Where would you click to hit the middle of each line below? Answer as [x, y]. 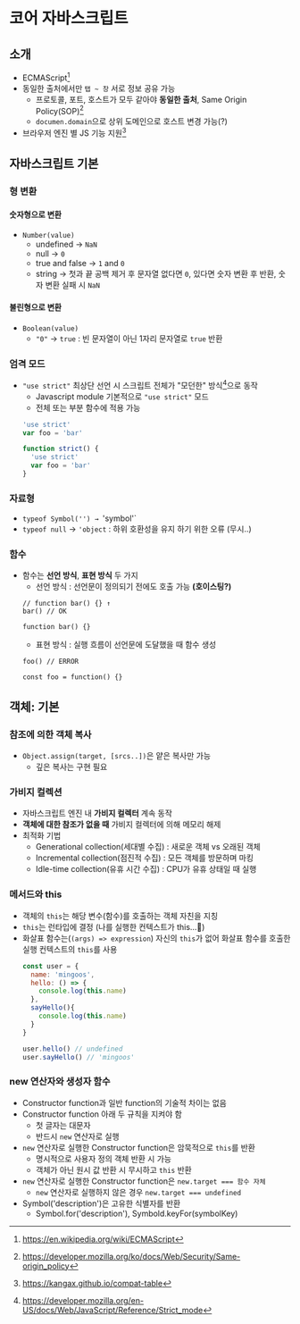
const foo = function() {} [72, 677]
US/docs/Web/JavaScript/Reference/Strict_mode [112, 1310]
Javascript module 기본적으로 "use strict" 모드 [122, 396]
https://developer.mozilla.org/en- [83, 1300]
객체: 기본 [34, 707]
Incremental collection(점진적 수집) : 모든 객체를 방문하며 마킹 [145, 858]
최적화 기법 [42, 835]
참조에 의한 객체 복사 [50, 734]
